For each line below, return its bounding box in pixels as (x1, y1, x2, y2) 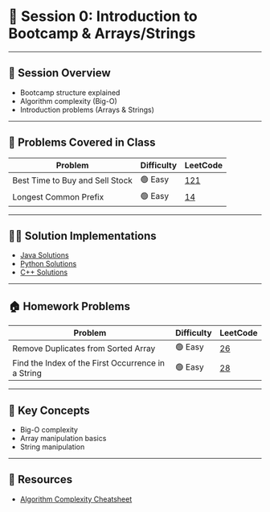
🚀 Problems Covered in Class (8, 136, 156, 150)
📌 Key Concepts (8, 403, 90, 417)
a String (12, 368, 43, 379)
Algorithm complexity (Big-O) (19, 96, 118, 105)
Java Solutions (19, 250, 70, 260)
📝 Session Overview (8, 66, 111, 80)
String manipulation (19, 442, 85, 452)
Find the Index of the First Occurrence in (12, 357, 166, 369)
